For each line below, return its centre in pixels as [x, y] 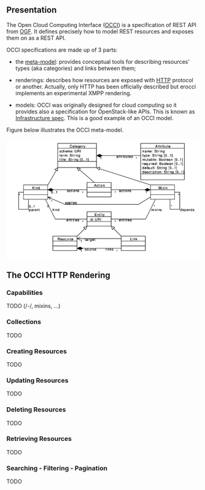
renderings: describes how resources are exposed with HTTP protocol [104, 80]
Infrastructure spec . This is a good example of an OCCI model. [94, 118]
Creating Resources [37, 351]
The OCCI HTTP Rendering [58, 275]
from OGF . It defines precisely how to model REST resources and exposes [100, 31]
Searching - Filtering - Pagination [57, 468]
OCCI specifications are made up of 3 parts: [62, 50]
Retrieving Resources [39, 439]
